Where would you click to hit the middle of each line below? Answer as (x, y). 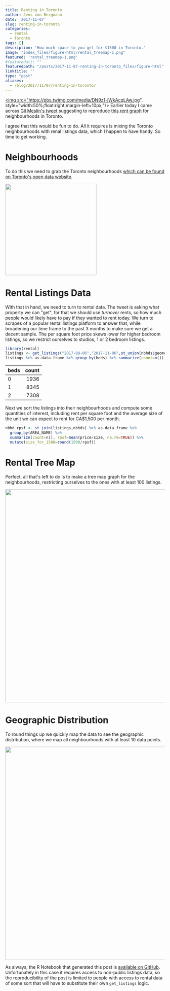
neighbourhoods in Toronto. (34, 116)
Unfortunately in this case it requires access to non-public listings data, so (83, 972)
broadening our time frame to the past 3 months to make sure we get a (79, 328)
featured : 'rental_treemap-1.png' (42, 57)
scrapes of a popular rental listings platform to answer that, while (73, 323)
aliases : (14, 81)
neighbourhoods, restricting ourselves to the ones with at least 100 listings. (83, 482)
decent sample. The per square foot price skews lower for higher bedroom (83, 334)
